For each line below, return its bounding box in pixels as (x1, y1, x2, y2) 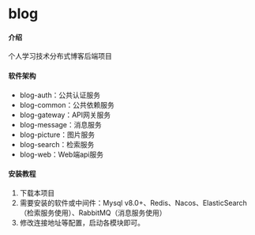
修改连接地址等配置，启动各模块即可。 (19, 218, 144, 227)
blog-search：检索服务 (19, 139, 95, 149)
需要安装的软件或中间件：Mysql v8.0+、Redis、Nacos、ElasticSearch (19, 198, 247, 207)
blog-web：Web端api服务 (19, 150, 104, 159)
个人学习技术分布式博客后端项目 (8, 51, 112, 61)
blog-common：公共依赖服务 (19, 100, 114, 109)
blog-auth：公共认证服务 (19, 90, 101, 100)
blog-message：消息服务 (19, 119, 102, 129)
